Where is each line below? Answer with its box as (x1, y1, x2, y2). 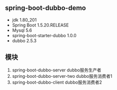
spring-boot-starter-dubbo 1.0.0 (12, 32, 77, 38)
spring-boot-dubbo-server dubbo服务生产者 (12, 67, 101, 73)
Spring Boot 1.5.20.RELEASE (12, 22, 69, 28)
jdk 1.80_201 (12, 17, 37, 22)
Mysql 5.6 (12, 27, 32, 33)
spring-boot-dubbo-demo (5, 4, 86, 12)
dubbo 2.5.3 (12, 38, 37, 44)
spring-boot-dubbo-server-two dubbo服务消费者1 (12, 73, 113, 79)
